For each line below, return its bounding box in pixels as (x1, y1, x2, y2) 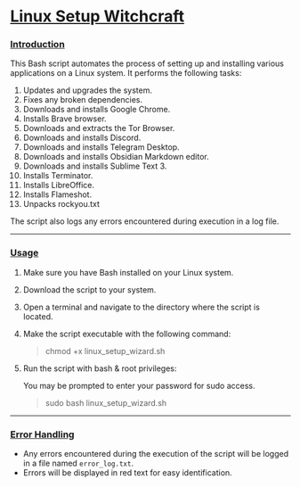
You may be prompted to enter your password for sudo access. (22, 380, 255, 391)
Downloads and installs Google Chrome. (22, 104, 171, 115)
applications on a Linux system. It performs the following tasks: (10, 68, 242, 78)
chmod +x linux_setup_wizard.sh (45, 345, 166, 356)
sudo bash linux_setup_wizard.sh (45, 397, 167, 408)
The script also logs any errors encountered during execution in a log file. (10, 216, 280, 227)
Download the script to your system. (22, 284, 157, 295)
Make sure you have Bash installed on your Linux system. (22, 267, 234, 277)
